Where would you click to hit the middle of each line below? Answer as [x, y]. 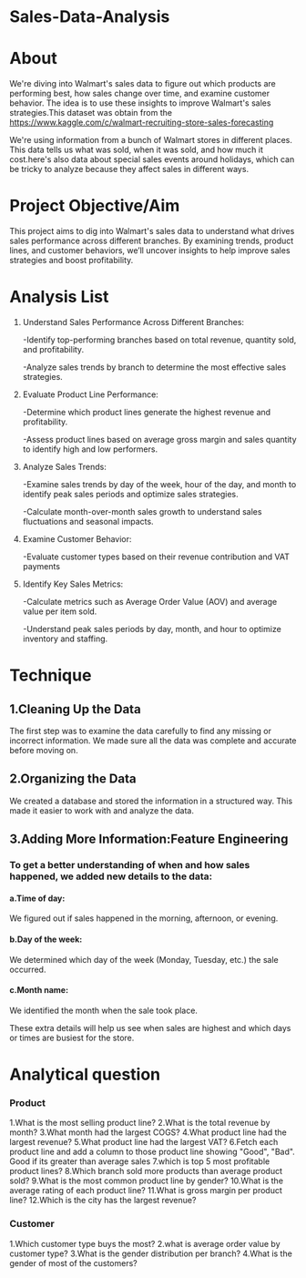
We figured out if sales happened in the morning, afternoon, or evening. [144, 918]
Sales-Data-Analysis [90, 17]
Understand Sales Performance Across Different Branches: [133, 322]
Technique [51, 675]
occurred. [28, 969]
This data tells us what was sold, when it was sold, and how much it [137, 150]
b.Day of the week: [46, 939]
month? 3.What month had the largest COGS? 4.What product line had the [148, 1132]
